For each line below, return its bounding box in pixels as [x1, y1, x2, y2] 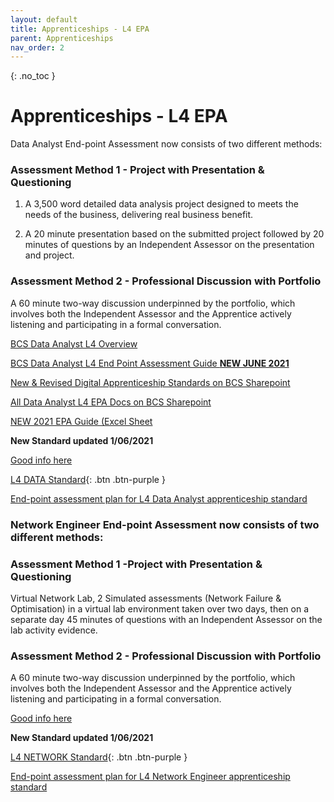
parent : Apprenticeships [10, 33, 114, 43]
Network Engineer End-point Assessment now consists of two [10, 517, 320, 531]
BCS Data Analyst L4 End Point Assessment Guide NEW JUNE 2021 [10, 357, 290, 369]
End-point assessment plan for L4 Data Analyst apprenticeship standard [10, 492, 308, 505]
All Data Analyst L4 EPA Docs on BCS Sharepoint [10, 396, 212, 408]
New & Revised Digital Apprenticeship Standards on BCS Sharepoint [10, 376, 291, 388]
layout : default [10, 14, 78, 25]
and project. [24, 249, 75, 261]
